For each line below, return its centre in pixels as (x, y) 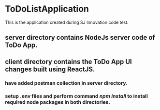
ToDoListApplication (47, 9)
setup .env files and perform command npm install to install (77, 96)
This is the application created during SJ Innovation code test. (67, 22)
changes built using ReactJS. (50, 69)
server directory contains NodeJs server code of (80, 38)
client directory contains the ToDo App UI (68, 62)
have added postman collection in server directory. (66, 83)
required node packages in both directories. (58, 102)
